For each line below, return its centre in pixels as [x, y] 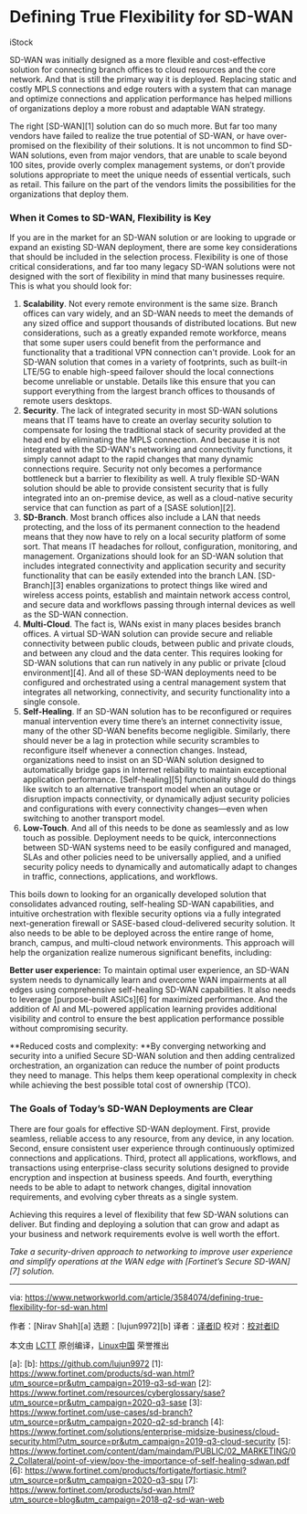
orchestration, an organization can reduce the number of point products [145, 1065]
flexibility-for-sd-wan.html [58, 1307]
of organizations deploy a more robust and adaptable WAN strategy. [138, 108]
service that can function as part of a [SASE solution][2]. [129, 508]
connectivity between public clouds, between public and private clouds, [158, 644]
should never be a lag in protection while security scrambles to [141, 741]
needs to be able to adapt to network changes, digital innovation [131, 1187]
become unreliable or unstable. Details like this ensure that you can [149, 382]
